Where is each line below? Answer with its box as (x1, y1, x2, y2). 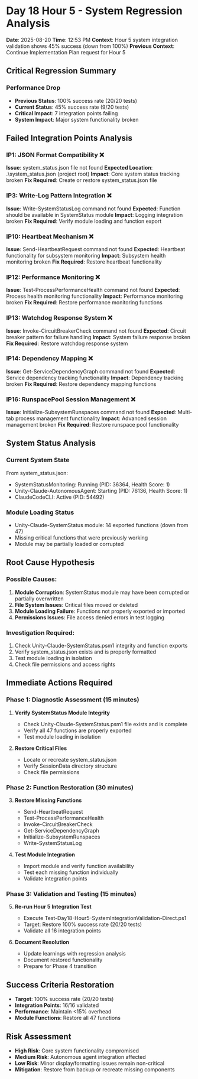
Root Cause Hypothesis (6, 557, 95, 568)
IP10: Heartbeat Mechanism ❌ (6, 232, 94, 240)
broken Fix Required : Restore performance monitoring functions (6, 299, 163, 306)
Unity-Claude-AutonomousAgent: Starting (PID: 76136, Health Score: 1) (14, 487, 188, 494)
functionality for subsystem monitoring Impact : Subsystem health (6, 252, 166, 259)
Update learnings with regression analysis (23, 950, 126, 957)
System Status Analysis (6, 438, 96, 448)
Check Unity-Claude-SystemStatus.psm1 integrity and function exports (14, 642, 188, 649)
